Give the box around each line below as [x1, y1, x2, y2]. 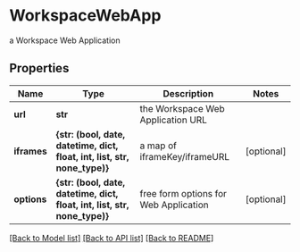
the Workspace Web [139, 102, 225, 114]
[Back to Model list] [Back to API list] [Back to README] [9, 232, 214, 243]
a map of [139, 139, 177, 152]
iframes [13, 145, 47, 157]
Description [162, 87, 214, 99]
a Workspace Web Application [9, 35, 121, 46]
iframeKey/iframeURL [139, 150, 230, 163]
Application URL [139, 113, 208, 126]
